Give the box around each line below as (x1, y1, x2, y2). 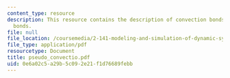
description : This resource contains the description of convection (7, 16, 207, 23)
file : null (7, 28, 38, 36)
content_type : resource (7, 9, 75, 17)
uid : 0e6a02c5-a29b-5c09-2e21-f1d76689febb (7, 60, 133, 67)
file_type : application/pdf (7, 41, 88, 48)
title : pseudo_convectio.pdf (7, 54, 90, 61)
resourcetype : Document (7, 48, 75, 55)
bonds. (13, 22, 32, 29)
